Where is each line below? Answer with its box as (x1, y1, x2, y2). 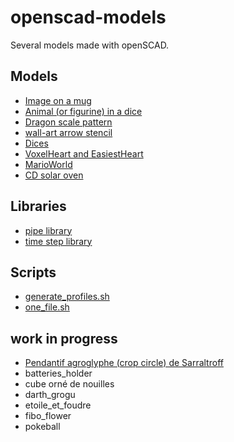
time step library (24, 235, 93, 247)
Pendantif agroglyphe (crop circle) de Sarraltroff (24, 357, 224, 369)
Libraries (10, 198, 67, 215)
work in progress (10, 330, 118, 347)
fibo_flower (24, 410, 72, 422)
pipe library (24, 224, 73, 236)
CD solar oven (24, 169, 84, 181)
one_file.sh (24, 301, 70, 313)
